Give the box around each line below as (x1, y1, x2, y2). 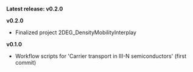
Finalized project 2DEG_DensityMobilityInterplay (15, 29, 137, 36)
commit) (15, 59, 37, 66)
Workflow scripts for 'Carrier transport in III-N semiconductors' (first (15, 52, 187, 60)
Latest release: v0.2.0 (6, 5, 63, 12)
